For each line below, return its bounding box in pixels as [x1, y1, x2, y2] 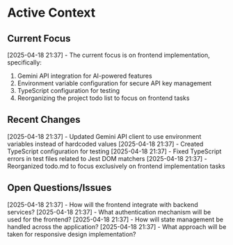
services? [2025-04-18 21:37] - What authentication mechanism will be [7, 208, 211, 216]
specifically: [7, 58, 42, 67]
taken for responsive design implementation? [7, 230, 137, 238]
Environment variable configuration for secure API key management [17, 79, 212, 87]
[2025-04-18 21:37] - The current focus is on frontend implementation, [7, 51, 210, 59]
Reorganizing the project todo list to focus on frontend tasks [17, 94, 190, 102]
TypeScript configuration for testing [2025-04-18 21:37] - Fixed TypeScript [7, 147, 222, 155]
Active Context [7, 5, 96, 21]
